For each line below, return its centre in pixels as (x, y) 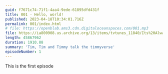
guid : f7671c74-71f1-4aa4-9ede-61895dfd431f (52, 10)
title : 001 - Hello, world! (34, 14)
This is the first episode (29, 66)
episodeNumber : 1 (23, 51)
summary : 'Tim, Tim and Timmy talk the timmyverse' (60, 47)
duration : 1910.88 (24, 42)
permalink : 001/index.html (33, 24)
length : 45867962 (23, 38)
